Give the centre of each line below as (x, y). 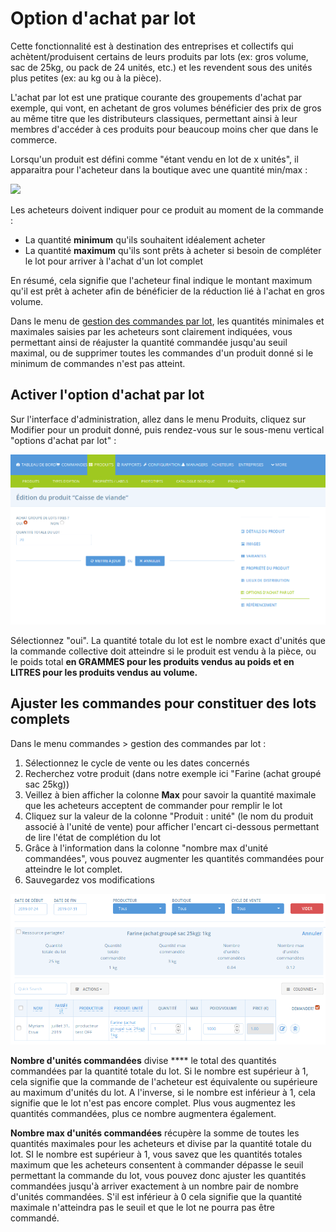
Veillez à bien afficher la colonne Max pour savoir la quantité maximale (170, 794)
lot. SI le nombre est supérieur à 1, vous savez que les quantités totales (156, 1154)
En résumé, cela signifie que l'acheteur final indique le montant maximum (161, 280)
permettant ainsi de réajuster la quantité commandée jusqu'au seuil (149, 342)
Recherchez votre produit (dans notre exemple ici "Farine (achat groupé (173, 773)
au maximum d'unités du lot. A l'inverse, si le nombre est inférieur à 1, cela (163, 1093)
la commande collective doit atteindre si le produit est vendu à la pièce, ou (163, 651)
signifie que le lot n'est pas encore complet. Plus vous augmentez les (153, 1103)
